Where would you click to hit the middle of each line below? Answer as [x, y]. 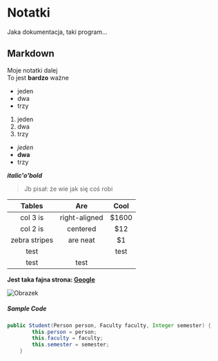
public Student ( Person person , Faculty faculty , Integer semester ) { [109, 325]
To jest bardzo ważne [38, 77]
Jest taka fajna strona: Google [51, 279]
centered [81, 228]
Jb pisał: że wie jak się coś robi [68, 189]
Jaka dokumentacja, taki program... [58, 32]
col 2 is [32, 228]
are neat [81, 240]
